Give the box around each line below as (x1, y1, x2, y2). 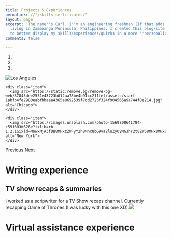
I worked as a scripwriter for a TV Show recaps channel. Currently (5, 198, 144, 204)
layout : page (5, 17, 33, 22)
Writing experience (5, 164, 88, 176)
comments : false (5, 36, 40, 41)
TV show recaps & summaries (5, 185, 102, 193)
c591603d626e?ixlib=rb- (5, 124, 56, 129)
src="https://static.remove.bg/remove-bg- (21, 89, 113, 94)
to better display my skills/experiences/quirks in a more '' (10, 31, 145, 36)
